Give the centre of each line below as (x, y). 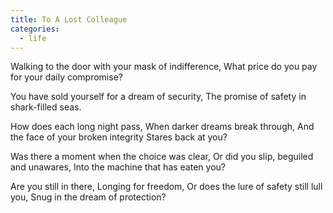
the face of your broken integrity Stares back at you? (119, 137)
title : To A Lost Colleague (69, 19)
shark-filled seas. (46, 107)
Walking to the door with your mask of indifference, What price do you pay (164, 67)
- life (33, 38)
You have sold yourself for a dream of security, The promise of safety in (158, 97)
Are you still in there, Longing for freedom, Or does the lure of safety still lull (166, 187)
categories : (35, 29)
